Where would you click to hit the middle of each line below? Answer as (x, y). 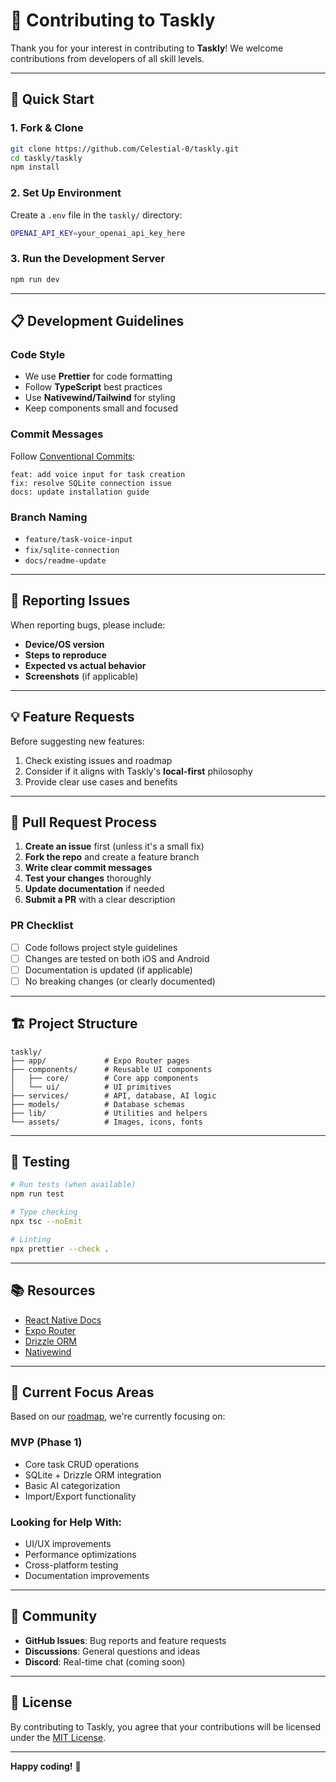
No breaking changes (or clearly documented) (120, 981)
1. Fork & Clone (47, 128)
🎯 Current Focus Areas (82, 1392)
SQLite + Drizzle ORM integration (93, 1475)
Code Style (38, 354)
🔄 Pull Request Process (83, 822)
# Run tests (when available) (73, 1185)
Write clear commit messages (88, 868)
